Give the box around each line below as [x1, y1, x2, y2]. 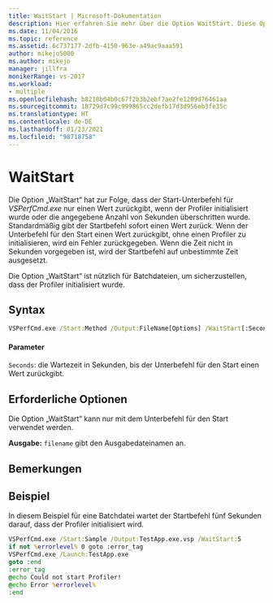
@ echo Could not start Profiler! [8, 573, 122, 581]
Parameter [8, 342, 45, 352]
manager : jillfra [8, 65, 67, 73]
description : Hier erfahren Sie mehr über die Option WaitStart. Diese [8, 20, 256, 28]
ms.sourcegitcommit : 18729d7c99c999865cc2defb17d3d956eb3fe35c [8, 102, 227, 111]
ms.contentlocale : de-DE [8, 118, 93, 126]
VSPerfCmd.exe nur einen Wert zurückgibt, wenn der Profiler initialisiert [8, 203, 249, 213]
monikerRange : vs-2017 [8, 72, 85, 80]
